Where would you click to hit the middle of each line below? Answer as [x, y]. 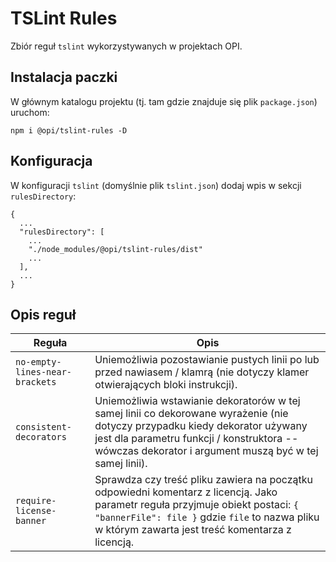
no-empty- [38, 362]
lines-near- [44, 372]
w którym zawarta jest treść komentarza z [193, 530]
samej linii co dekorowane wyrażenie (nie [191, 414]
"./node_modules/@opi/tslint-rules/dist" [115, 249]
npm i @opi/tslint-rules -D [69, 130]
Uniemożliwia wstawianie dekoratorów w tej [197, 401]
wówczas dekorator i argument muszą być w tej [206, 451]
